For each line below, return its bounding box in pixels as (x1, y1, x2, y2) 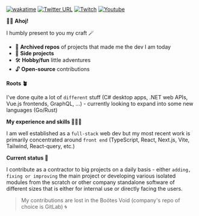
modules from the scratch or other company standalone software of (6, 179, 175, 186)
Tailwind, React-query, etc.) (6, 143, 75, 150)
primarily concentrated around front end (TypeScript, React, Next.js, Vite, (6, 136, 190, 143)
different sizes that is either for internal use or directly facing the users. (6, 185, 183, 192)
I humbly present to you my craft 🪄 (6, 29, 94, 36)
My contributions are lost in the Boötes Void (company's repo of (21, 197, 180, 204)
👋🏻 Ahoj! (6, 17, 29, 24)
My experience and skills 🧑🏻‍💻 (6, 118, 82, 125)
